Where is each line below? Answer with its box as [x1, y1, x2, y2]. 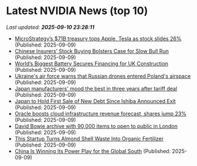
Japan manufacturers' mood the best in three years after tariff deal [14, 85, 178, 92]
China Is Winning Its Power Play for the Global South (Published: [14, 147, 171, 154]
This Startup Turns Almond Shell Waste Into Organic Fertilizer [14, 135, 164, 142]
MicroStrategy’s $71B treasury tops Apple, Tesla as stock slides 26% [14, 35, 182, 42]
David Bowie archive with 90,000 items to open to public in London [14, 122, 178, 130]
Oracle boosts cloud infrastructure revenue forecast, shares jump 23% [14, 110, 187, 117]
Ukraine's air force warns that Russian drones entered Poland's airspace [14, 72, 191, 79]
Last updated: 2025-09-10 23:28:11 [6, 24, 94, 31]
